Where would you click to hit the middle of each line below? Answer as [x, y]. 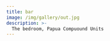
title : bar [20, 12]
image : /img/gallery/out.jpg [43, 17]
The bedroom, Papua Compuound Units [58, 29]
